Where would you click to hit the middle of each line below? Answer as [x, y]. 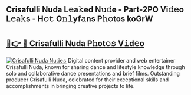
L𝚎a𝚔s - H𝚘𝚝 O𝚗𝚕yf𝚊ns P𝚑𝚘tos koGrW [80, 19]
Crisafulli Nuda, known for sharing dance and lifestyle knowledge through [95, 67]
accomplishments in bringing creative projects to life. [70, 86]
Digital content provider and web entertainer [121, 60]
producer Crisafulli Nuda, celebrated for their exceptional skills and [88, 80]
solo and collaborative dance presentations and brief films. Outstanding [93, 73]
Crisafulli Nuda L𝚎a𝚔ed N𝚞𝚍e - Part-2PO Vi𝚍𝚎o [95, 10]
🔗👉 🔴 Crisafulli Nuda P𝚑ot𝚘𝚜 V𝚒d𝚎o [75, 43]
